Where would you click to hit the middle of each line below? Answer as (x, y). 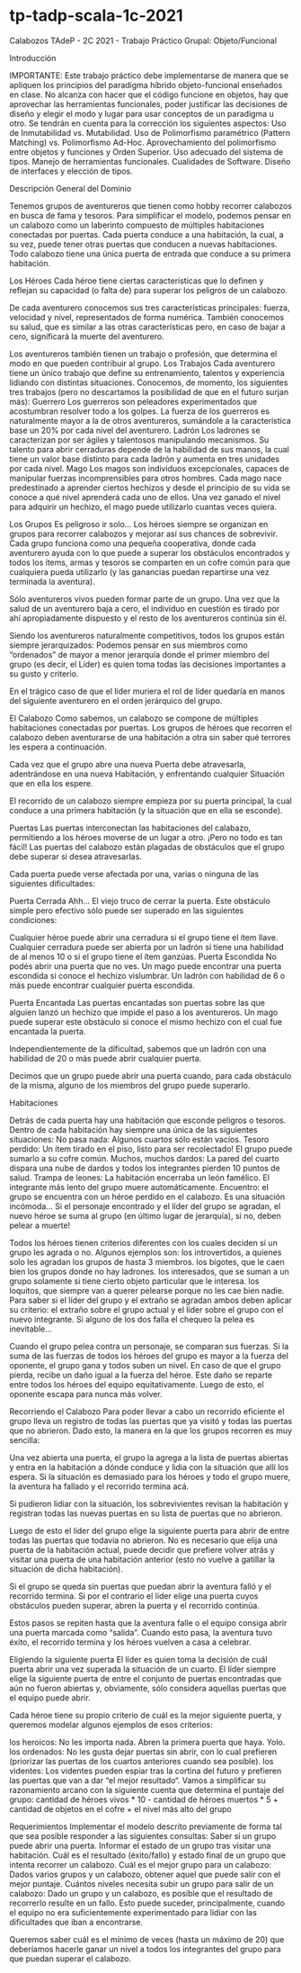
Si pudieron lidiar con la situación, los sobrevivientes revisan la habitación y (149, 1503)
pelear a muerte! (40, 1225)
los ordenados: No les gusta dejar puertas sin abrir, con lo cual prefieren (143, 1752)
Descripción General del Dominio (71, 188)
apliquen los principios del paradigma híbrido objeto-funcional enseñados (146, 85)
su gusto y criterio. (44, 673)
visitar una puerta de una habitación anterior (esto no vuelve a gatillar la (142, 1559)
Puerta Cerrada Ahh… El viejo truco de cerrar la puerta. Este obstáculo (140, 901)
